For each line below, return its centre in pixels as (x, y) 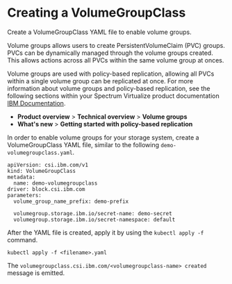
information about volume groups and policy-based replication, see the (109, 88)
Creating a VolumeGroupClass (97, 13)
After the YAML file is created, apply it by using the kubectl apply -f (106, 232)
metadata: (22, 177)
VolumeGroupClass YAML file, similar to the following (83, 144)
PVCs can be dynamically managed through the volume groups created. (110, 53)
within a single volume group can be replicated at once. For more (100, 81)
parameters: (24, 195)
